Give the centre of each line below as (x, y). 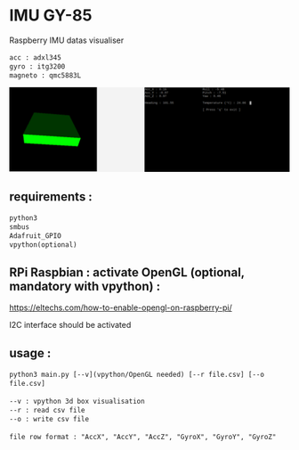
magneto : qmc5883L (45, 75)
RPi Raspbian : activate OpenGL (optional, (127, 272)
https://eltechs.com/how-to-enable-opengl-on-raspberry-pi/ (121, 307)
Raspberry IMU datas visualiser (67, 40)
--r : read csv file (48, 410)
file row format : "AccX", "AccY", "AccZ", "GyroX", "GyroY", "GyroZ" (143, 437)
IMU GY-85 (51, 16)
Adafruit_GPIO (36, 236)
